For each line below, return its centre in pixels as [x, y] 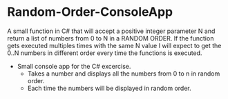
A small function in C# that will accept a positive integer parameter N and [111, 31]
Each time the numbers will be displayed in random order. [109, 88]
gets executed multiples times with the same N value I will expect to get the [114, 45]
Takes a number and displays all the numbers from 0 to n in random [124, 74]
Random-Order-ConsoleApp [90, 12]
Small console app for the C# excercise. [74, 66]
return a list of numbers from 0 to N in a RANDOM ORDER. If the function [111, 38]
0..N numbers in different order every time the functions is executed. [105, 53]
